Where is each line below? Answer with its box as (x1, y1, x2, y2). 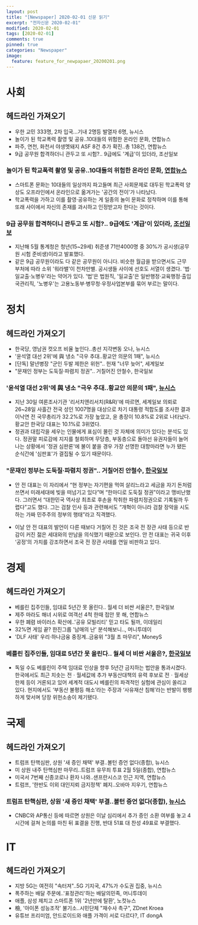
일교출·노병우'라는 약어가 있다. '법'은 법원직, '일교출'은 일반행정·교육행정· (14, 273, 182, 280)
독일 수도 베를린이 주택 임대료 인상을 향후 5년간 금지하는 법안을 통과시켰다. (14, 664, 187, 671)
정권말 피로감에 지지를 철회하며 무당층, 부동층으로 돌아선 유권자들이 (22, 435, 177, 442)
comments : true (6, 36, 44, 42)
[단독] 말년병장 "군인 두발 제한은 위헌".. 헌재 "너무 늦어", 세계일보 (14, 360, 164, 368)
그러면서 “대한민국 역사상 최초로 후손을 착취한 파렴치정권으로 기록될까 (22, 496, 183, 503)
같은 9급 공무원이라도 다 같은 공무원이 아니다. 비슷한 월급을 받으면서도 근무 (14, 258, 187, 265)
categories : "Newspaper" (6, 47, 67, 53)
